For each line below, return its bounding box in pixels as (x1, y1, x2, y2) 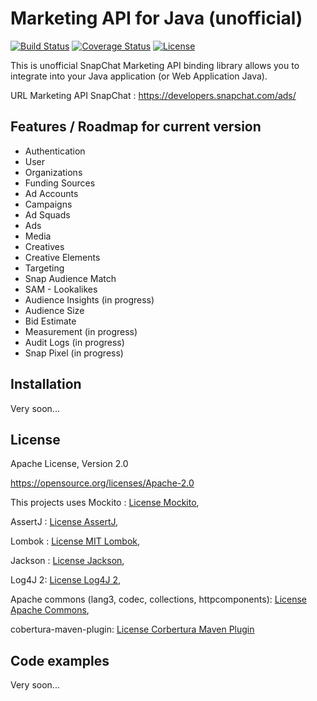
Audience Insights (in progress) (24, 293, 155, 306)
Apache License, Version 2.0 (10, 458, 129, 470)
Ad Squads (24, 208, 71, 221)
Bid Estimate (24, 315, 77, 327)
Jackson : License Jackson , (10, 555, 125, 567)
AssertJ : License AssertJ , (10, 516, 119, 528)
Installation (10, 376, 82, 393)
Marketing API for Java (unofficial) (10, 7, 303, 30)
